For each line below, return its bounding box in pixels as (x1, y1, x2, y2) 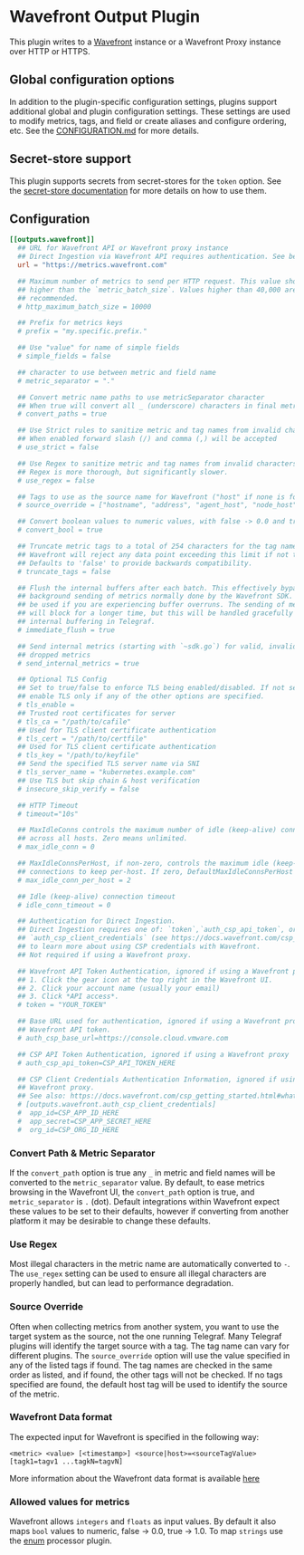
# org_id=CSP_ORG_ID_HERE (17, 1125, 119, 1134)
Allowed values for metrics (9, 1495, 130, 1508)
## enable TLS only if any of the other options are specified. (17, 692, 265, 701)
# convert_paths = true (17, 409, 107, 418)
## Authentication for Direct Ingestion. (17, 917, 176, 926)
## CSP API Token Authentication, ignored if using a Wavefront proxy (17, 1050, 290, 1059)
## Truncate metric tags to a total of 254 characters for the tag (17, 542, 278, 551)
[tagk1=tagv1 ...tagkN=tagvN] (9, 1456, 124, 1466)
